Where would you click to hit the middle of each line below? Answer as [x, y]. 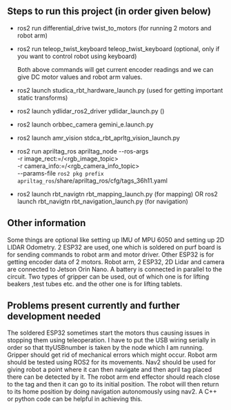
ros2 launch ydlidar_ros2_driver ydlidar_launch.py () [91, 111]
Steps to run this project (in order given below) [109, 11]
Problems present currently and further [94, 306]
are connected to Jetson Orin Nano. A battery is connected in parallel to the [115, 269]
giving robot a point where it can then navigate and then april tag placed [110, 370]
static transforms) [42, 97]
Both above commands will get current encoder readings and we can [115, 69]
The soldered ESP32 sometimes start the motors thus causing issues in [109, 333]
